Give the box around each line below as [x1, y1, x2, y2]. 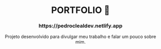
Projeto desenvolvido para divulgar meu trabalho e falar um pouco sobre [5, 33, 156, 39]
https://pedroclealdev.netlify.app [38, 22, 123, 29]
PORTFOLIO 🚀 [51, 4, 110, 16]
